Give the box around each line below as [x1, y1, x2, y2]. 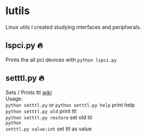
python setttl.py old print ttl [5, 107, 77, 115]
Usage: [5, 95, 23, 102]
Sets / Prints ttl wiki [5, 89, 52, 96]
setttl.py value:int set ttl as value [5, 125, 92, 132]
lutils [5, 4, 30, 18]
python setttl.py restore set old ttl [5, 113, 93, 121]
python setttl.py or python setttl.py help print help [5, 101, 135, 108]
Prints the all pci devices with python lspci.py [5, 56, 117, 63]
